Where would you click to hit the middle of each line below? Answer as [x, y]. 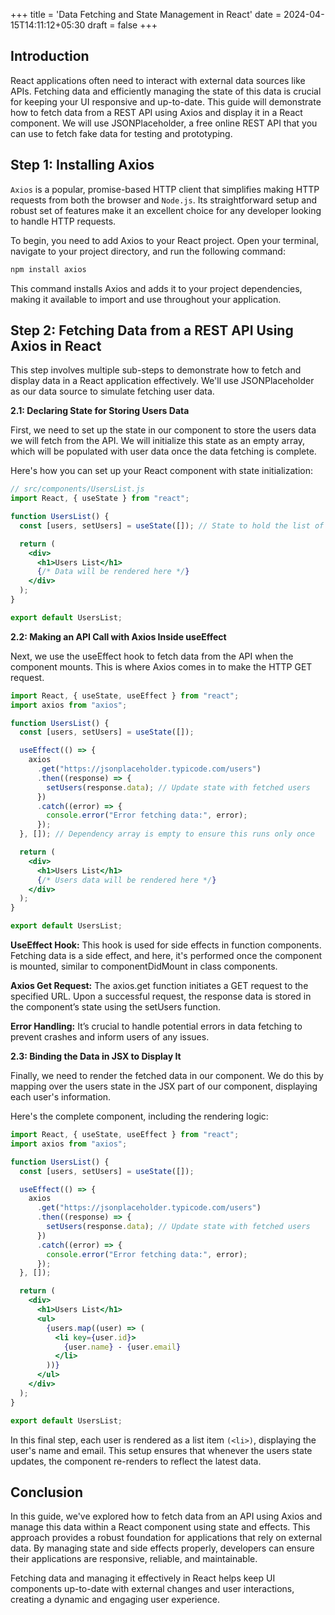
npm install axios [48, 269]
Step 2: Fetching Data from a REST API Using [152, 330]
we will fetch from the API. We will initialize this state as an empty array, [158, 441]
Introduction [50, 56]
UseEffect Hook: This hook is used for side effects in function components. [166, 945]
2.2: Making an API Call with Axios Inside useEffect [118, 636]
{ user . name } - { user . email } [122, 1347]
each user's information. [61, 1097]
